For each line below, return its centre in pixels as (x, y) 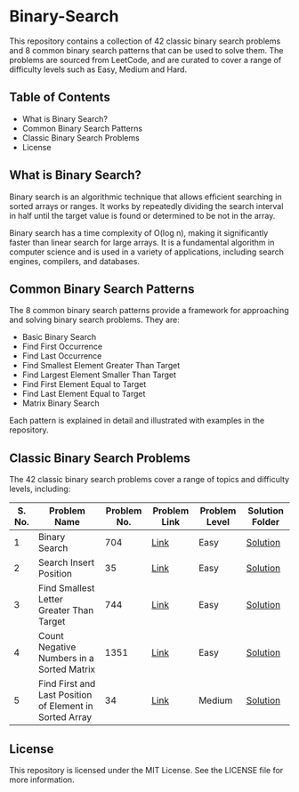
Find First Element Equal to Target (84, 384)
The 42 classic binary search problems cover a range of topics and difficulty (149, 480)
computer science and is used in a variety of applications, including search (147, 252)
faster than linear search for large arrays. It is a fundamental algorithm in (142, 242)
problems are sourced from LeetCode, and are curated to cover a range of (145, 60)
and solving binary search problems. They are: (94, 320)
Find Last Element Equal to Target (84, 394)
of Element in (66, 707)
